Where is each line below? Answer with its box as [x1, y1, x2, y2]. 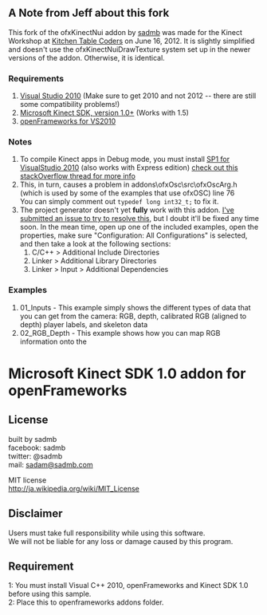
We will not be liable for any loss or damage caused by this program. [8, 536, 234, 546]
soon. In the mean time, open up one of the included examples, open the [19, 223, 259, 232]
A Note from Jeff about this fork [8, 6, 170, 20]
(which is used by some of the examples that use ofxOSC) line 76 [19, 188, 235, 198]
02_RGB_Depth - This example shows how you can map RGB [19, 328, 221, 337]
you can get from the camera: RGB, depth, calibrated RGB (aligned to [19, 311, 247, 321]
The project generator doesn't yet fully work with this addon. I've [19, 205, 235, 215]
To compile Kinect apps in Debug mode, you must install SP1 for [19, 155, 230, 164]
